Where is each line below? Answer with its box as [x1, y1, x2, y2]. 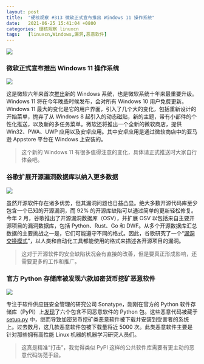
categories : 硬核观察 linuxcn [6, 25, 79, 32]
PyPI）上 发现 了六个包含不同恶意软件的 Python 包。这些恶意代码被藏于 [22, 308, 199, 315]
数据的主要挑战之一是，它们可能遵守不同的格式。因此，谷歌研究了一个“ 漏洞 [6, 229, 195, 237]
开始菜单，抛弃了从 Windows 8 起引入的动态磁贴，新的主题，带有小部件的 [6, 113, 192, 120]
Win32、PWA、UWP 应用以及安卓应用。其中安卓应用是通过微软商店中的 [6, 128, 187, 135]
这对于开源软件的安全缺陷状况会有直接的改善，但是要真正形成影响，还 [21, 250, 197, 257]
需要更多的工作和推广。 [21, 257, 80, 265]
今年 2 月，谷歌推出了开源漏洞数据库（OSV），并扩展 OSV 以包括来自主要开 [6, 214, 195, 221]
